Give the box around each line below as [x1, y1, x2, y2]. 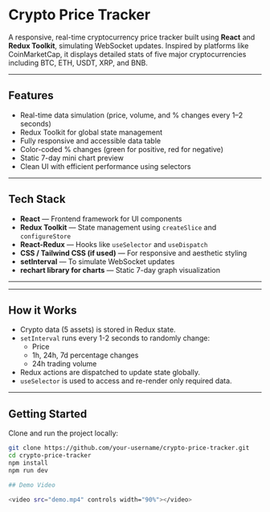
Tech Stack [8, 192, 66, 206]
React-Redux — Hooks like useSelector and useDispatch [19, 239, 208, 249]
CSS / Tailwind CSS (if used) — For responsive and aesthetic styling [19, 248, 247, 258]
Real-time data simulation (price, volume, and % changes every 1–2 [19, 110, 243, 120]
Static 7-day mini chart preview [19, 153, 125, 163]
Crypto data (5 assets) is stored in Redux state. [19, 324, 176, 335]
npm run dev [8, 466, 48, 474]
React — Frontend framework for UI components [19, 213, 182, 223]
